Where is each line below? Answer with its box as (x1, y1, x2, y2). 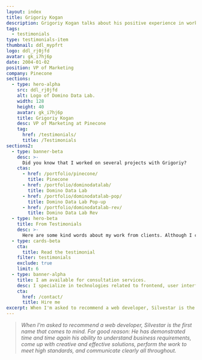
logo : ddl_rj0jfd (6, 48, 50, 54)
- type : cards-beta (11, 238, 61, 244)
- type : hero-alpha (11, 82, 61, 88)
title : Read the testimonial (22, 249, 96, 255)
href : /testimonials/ (22, 132, 77, 138)
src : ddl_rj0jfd (17, 87, 58, 93)
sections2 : (6, 142, 34, 149)
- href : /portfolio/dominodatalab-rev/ (22, 204, 122, 210)
